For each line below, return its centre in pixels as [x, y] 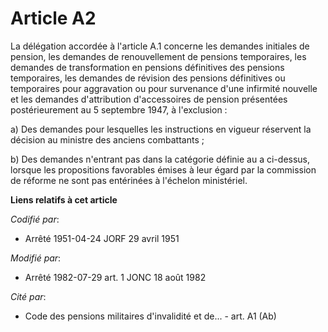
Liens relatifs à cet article [64, 199]
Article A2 [53, 18]
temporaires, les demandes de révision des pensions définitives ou [148, 78]
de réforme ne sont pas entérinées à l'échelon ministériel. [129, 180]
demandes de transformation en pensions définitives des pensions [147, 67]
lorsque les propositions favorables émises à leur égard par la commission [163, 169]
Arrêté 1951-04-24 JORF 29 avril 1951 [102, 238]
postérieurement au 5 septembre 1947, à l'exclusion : [119, 109]
